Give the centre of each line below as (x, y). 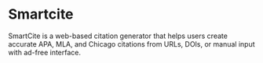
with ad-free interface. (44, 52)
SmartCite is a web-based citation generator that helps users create (118, 36)
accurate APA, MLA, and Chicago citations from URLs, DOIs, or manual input (131, 44)
